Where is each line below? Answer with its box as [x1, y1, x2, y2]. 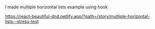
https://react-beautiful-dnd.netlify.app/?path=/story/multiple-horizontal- [5, 14, 150, 19]
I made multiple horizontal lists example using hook [5, 4, 108, 10]
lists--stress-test [5, 19, 39, 24]
